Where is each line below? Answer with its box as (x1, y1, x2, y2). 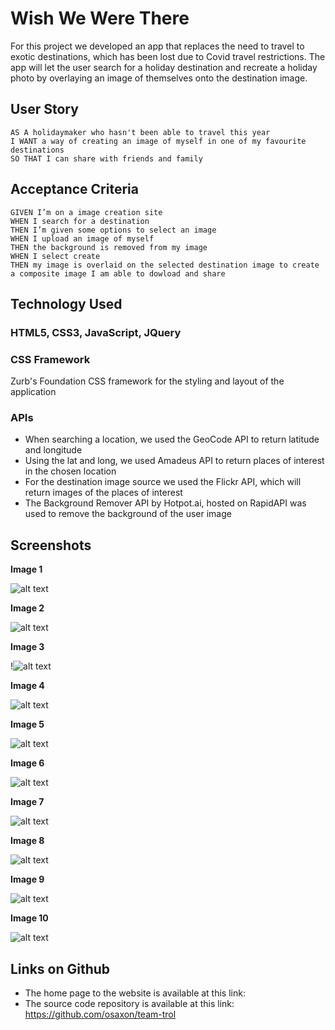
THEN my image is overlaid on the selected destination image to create (10, 260, 320, 270)
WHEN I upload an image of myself (10, 233, 155, 244)
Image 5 (10, 718, 45, 731)
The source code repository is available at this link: (24, 998, 235, 1010)
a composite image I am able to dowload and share (10, 268, 226, 279)
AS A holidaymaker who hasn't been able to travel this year (10, 127, 271, 137)
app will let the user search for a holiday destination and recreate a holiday (10, 61, 318, 73)
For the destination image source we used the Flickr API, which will (24, 476, 302, 488)
